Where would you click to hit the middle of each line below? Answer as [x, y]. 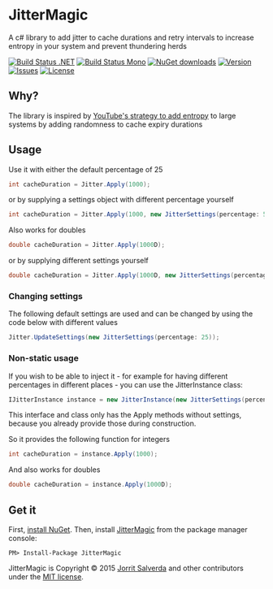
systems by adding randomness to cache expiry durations [106, 124]
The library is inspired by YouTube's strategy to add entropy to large [122, 115]
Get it [22, 510]
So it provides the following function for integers [89, 440]
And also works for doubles [54, 470]
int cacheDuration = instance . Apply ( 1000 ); [83, 454]
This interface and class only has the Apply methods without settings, [125, 415]
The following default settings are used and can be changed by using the [131, 314]
